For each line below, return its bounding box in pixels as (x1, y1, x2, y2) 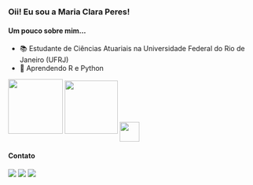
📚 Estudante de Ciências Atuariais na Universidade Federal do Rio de (19, 44, 245, 54)
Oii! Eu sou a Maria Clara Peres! (8, 6, 130, 17)
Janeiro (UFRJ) (19, 55, 69, 65)
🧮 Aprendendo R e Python (19, 64, 104, 73)
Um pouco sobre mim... (8, 26, 86, 35)
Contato (8, 150, 35, 160)
